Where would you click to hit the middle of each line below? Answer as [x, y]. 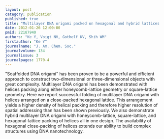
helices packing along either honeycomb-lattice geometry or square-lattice [81, 89]
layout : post [18, 10]
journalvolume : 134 [25, 51]
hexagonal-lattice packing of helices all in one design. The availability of [78, 121]
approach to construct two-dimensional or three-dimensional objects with [80, 79]
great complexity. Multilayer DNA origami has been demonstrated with [76, 84]
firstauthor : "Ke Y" [26, 42]
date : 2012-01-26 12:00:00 [33, 28]
